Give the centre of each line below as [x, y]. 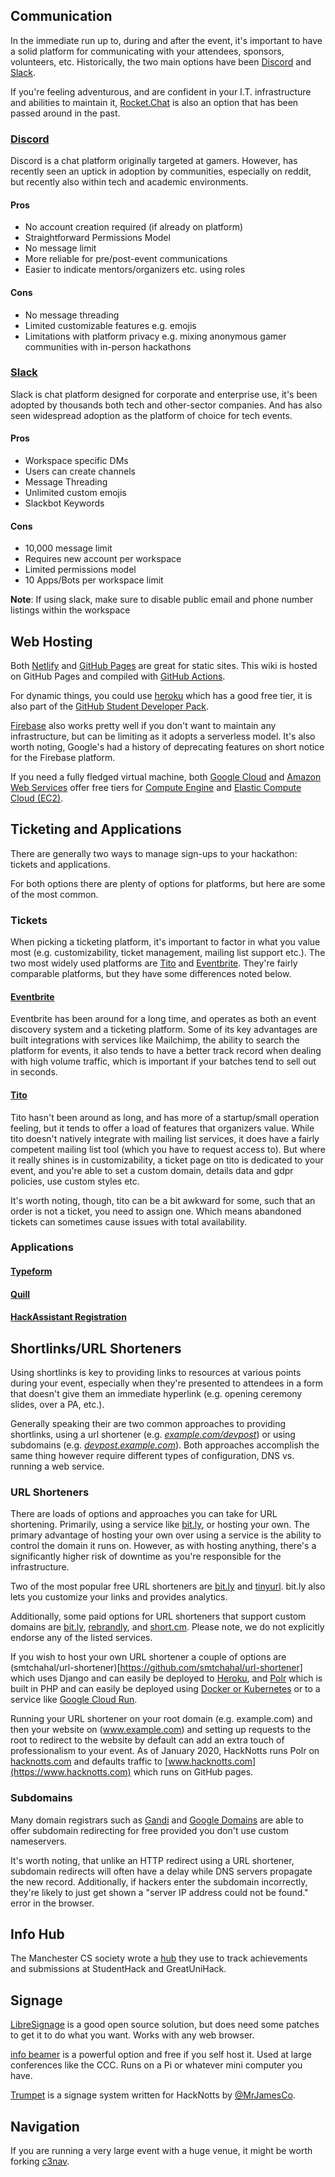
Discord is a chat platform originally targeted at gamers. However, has [154, 161]
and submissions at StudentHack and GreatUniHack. [118, 1969]
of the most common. [54, 894]
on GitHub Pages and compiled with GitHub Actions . [118, 676]
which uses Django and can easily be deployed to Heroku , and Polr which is [166, 1678]
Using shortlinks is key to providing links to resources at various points [156, 1373]
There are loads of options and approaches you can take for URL [144, 1514]
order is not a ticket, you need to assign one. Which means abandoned [156, 1211]
